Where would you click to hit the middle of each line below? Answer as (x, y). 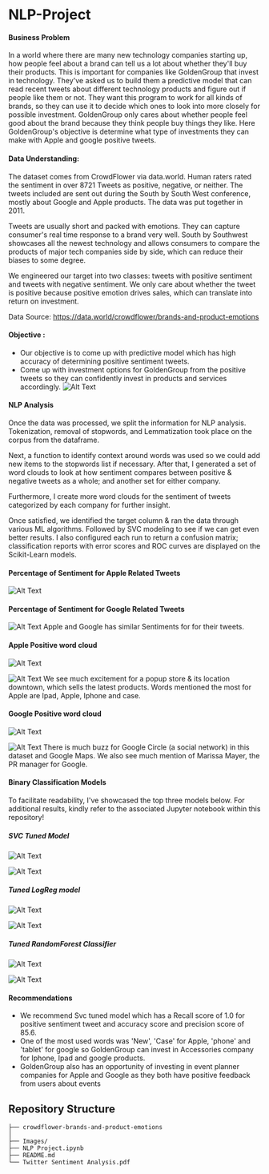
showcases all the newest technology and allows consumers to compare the (134, 243)
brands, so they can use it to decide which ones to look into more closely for (134, 107)
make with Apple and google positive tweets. (82, 140)
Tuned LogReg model (44, 890)
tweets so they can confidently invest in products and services (123, 378)
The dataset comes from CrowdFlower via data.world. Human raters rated (130, 176)
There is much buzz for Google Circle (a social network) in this (147, 747)
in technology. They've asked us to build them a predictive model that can (130, 81)
